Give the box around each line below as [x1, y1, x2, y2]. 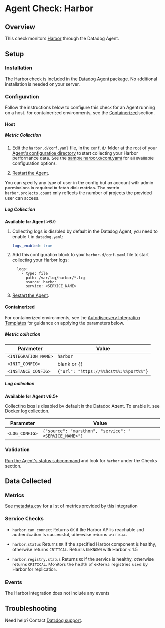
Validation [5, 446, 30, 453]
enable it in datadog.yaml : [12, 233, 64, 239]
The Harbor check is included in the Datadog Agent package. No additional [5, 76, 157, 82]
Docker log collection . [5, 408, 50, 414]
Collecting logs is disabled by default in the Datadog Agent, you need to [12, 228, 158, 234]
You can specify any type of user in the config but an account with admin [5, 179, 154, 185]
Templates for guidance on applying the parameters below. [5, 320, 124, 326]
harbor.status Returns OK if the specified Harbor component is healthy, [12, 541, 156, 547]
